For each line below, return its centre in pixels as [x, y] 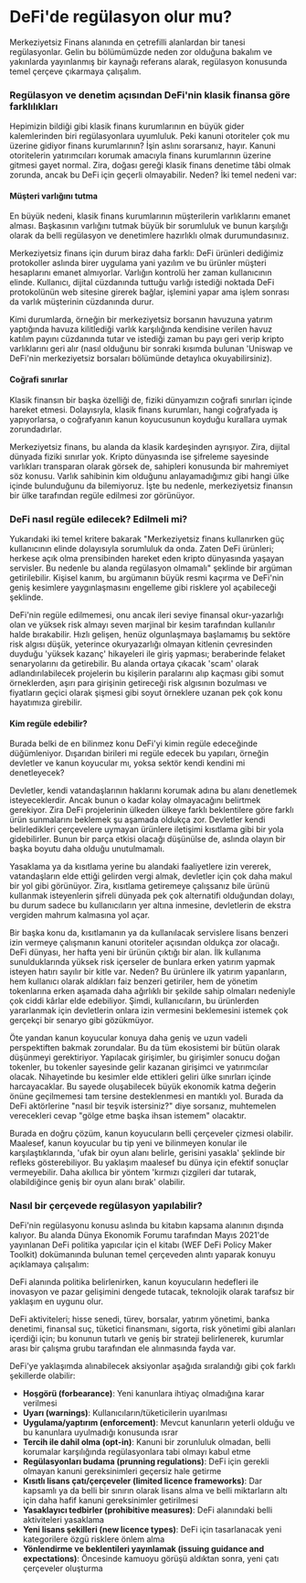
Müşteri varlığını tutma [54, 196]
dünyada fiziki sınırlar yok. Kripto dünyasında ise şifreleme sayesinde [139, 456]
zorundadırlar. [36, 429]
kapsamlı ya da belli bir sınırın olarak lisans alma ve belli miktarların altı [155, 1491]
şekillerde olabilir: [42, 1376]
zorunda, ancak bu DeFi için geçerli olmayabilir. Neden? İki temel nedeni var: [153, 175]
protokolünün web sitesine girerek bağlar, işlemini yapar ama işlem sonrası [149, 292]
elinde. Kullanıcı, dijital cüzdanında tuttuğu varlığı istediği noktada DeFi [142, 283]
